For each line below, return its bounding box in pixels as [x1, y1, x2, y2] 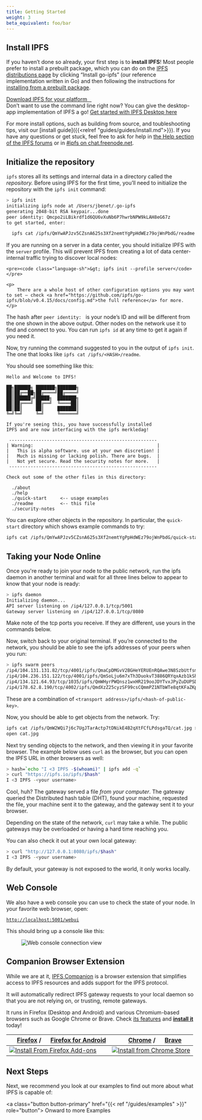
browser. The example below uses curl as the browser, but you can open [6, 748, 188, 755]
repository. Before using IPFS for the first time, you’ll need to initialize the [6, 179, 188, 186]
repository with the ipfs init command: [6, 186, 106, 193]
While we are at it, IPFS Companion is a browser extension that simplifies [6, 972, 187, 980]
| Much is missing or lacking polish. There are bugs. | [6, 453, 161, 459]
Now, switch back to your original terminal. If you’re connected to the [6, 637, 177, 645]
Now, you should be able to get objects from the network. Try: [6, 713, 160, 720]
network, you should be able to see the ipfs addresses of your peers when [6, 644, 191, 651]
